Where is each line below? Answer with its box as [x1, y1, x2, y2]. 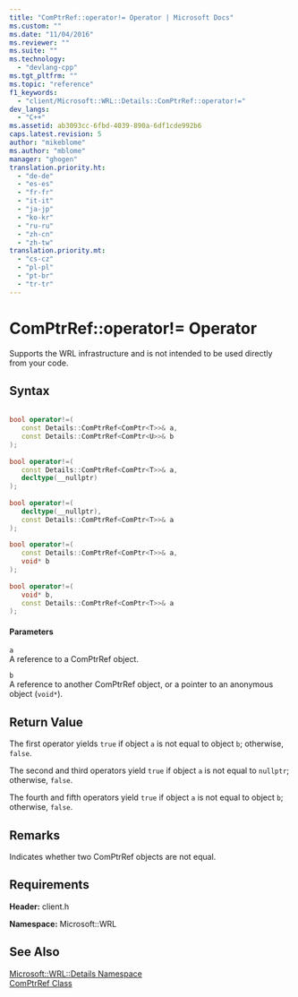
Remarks [9, 828, 61, 843]
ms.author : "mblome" [9, 146, 87, 155]
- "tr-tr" [17, 279, 54, 288]
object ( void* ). [9, 689, 64, 700]
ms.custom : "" [9, 21, 63, 30]
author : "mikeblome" [9, 138, 87, 147]
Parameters [9, 626, 54, 637]
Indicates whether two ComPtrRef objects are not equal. [9, 852, 217, 863]
